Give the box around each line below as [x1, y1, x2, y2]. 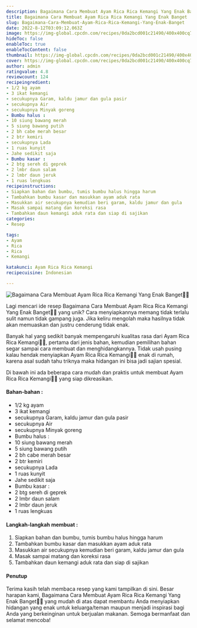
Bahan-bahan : [6, 389, 43, 396]
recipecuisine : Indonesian [6, 270, 72, 276]
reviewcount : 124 [6, 74, 49, 80]
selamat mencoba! [6, 617, 51, 624]
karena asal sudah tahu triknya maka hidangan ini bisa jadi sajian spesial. [6, 357, 182, 364]
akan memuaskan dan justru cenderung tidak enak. [6, 321, 130, 328]
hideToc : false [6, 36, 43, 42]
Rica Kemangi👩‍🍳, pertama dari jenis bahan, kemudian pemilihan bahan [6, 339, 177, 346]
